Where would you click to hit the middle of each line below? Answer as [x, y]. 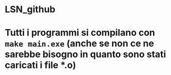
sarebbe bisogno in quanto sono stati [85, 54]
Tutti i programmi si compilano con [80, 33]
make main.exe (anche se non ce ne [79, 44]
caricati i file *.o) [40, 65]
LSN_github [30, 9]
